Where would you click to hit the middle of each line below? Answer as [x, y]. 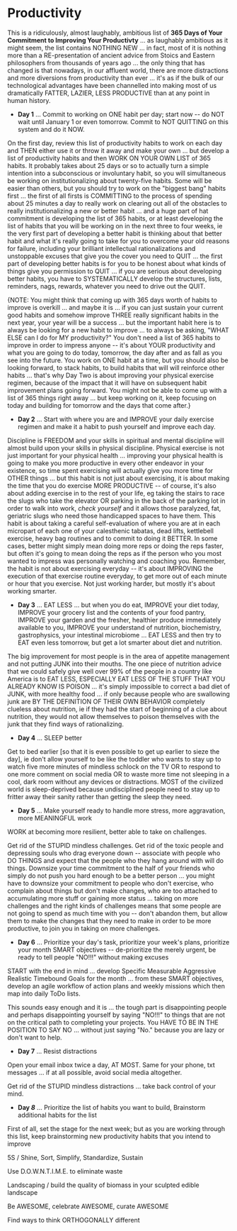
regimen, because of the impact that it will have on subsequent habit [107, 383]
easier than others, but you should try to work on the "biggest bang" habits [117, 188]
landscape [23, 1192]
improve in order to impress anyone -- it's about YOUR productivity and [111, 345]
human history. [29, 100]
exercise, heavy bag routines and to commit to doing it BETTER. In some [112, 538]
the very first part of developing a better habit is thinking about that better [115, 233]
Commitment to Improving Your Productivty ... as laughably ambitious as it [118, 40]
